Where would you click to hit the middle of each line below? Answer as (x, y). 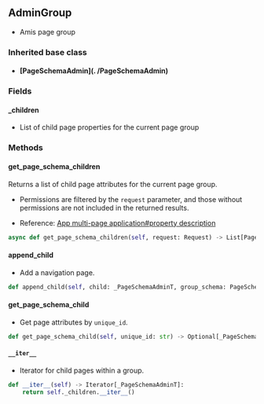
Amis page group (48, 31)
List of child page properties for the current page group (109, 127)
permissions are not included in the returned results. (104, 208)
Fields (20, 91)
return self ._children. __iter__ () (79, 392)
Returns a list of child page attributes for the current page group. (113, 184)
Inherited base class (48, 52)
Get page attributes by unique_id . (73, 322)
